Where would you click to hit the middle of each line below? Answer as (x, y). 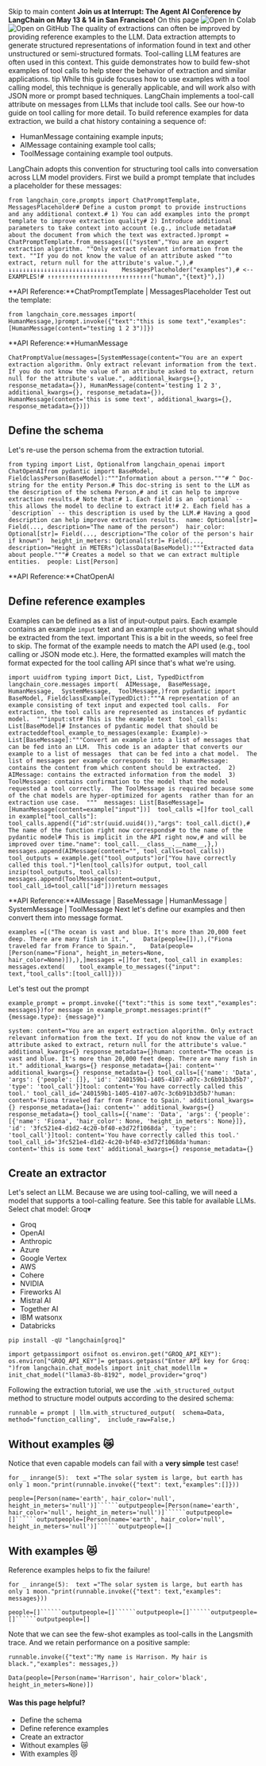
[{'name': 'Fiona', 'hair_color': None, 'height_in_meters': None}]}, (127, 1121)
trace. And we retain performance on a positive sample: (99, 1643)
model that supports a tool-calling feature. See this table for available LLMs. (132, 1201)
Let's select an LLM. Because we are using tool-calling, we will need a (123, 1192)
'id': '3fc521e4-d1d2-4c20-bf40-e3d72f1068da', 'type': (102, 1128)
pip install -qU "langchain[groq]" (67, 1341)
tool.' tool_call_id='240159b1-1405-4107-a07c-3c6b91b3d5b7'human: (122, 1093)
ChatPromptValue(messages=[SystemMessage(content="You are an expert (126, 357)
